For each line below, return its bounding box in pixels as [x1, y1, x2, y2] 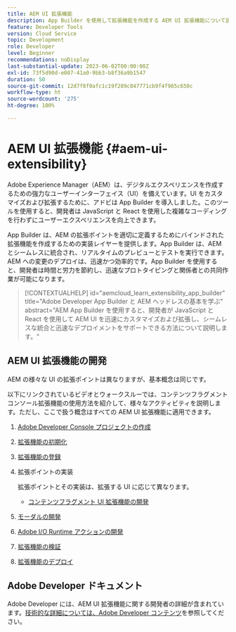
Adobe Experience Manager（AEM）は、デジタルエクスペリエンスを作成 [7, 180, 218, 189]
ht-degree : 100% [7, 102, 55, 109]
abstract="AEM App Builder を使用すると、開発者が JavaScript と [24, 306, 214, 314]
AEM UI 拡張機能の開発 [7, 355, 107, 367]
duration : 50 [7, 75, 46, 83]
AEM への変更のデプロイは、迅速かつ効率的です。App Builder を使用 [7, 256, 206, 265]
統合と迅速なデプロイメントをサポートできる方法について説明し [37, 323, 222, 332]
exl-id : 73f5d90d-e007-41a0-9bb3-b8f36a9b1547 [7, 69, 146, 76]
